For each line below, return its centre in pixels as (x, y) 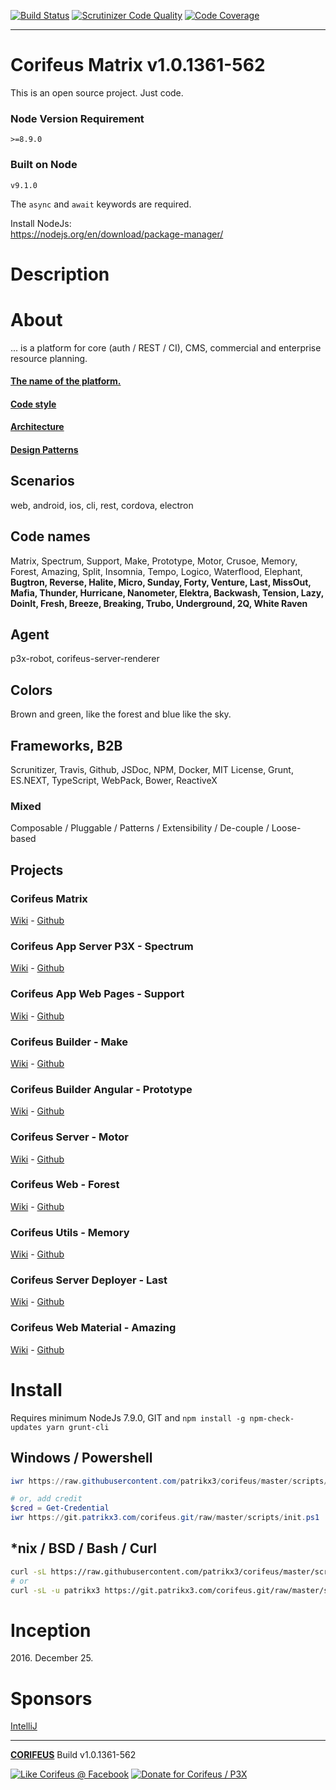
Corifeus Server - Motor (69, 1137)
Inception (51, 1630)
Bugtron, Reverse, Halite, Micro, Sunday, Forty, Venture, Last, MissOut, (161, 582)
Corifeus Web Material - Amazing (93, 1328)
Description (60, 274)
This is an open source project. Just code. (97, 92)
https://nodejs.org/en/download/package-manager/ (117, 234)
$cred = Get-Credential (60, 1508)
